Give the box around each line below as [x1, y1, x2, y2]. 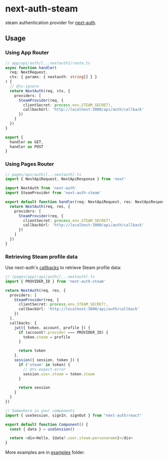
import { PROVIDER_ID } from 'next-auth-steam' [5, 279, 106, 284]
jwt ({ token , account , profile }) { [14, 325, 91, 330]
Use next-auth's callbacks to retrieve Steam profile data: [5, 265, 121, 271]
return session [18, 385, 50, 390]
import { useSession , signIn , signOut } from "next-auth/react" [5, 413, 142, 418]
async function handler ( [5, 65, 57, 70]
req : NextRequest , [9, 70, 48, 75]
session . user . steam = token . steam [23, 371, 95, 376]
